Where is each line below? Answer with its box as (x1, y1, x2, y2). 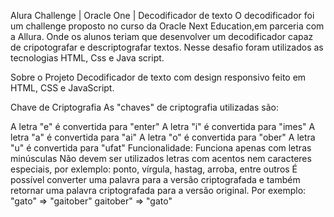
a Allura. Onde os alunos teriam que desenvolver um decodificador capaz (10, 31, 314, 42)
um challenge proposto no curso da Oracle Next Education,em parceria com (10, 20, 325, 32)
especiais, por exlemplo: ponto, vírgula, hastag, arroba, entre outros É (10, 163, 298, 175)
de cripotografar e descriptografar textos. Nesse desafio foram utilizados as (10, 41, 324, 53)
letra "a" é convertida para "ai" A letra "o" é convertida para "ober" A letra (10, 131, 316, 143)
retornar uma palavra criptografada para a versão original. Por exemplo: (10, 185, 307, 196)
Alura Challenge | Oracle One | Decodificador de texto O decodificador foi (10, 10, 315, 21)
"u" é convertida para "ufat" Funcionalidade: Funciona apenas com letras (10, 142, 312, 154)
